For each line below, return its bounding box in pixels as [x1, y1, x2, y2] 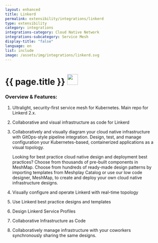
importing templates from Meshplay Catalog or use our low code [12, 169, 143, 175]
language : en [5, 44, 32, 48]
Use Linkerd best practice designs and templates [12, 199, 111, 204]
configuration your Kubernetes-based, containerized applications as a [12, 139, 154, 145]
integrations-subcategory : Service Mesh [5, 35, 89, 40]
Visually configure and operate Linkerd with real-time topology [12, 189, 138, 195]
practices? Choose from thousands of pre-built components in [12, 159, 138, 165]
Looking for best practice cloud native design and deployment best [12, 154, 148, 159]
